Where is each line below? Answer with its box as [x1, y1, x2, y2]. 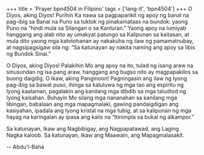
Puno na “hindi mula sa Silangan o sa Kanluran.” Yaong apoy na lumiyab [6, 24, 187, 31]
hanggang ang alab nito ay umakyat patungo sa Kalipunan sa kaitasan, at [6, 31, 190, 38]
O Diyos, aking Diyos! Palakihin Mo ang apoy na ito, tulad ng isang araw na [6, 62, 194, 69]
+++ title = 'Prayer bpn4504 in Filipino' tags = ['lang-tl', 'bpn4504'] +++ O [6, 5, 193, 12]
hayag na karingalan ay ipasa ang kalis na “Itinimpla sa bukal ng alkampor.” [6, 113, 195, 120]
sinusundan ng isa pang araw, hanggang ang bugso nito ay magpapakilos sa [6, 68, 199, 75]
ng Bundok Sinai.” [6, 50, 51, 57]
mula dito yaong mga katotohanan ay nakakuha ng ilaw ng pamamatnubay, [6, 38, 194, 44]
